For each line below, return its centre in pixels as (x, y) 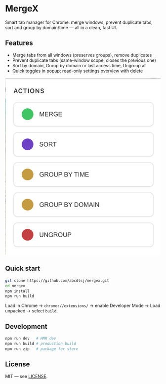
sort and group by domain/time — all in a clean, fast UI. (61, 27)
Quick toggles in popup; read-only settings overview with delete (78, 71)
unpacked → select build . (31, 311)
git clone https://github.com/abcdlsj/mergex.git (57, 280)
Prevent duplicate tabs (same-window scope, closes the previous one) (84, 60)
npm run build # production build (41, 344)
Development (26, 326)
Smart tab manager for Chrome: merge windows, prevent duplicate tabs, (79, 22)
